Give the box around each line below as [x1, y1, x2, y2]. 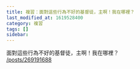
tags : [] [6, 26, 29, 32]
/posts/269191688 [6, 56, 52, 64]
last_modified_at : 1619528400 [6, 15, 84, 21]
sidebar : [6, 32, 29, 38]
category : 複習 [6, 20, 43, 26]
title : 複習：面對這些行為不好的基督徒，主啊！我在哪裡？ [6, 9, 135, 15]
